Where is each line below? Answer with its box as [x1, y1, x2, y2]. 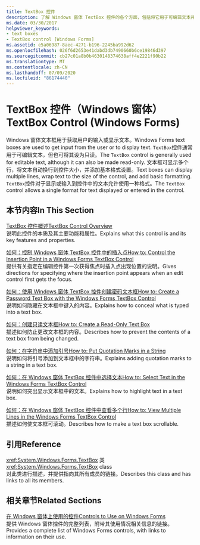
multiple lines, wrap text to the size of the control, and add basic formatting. [6, 173, 192, 180]
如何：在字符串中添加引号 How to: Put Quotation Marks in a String [6, 347, 166, 354]
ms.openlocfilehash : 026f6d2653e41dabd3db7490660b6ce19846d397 [6, 48, 167, 54]
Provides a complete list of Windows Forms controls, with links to [6, 527, 166, 534]
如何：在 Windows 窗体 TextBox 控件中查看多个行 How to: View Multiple [6, 406, 182, 413]
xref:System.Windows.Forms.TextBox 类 [6, 456, 105, 463]
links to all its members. [6, 476, 64, 484]
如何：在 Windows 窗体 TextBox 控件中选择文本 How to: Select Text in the [6, 373, 186, 380]
